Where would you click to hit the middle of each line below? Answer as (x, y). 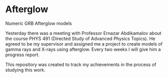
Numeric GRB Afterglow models (39, 23)
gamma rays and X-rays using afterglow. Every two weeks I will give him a (83, 49)
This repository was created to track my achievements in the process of (81, 64)
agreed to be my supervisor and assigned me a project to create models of (84, 44)
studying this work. (26, 70)
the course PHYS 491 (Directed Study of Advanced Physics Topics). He (80, 38)
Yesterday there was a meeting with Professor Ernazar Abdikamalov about (83, 33)
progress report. (22, 55)
